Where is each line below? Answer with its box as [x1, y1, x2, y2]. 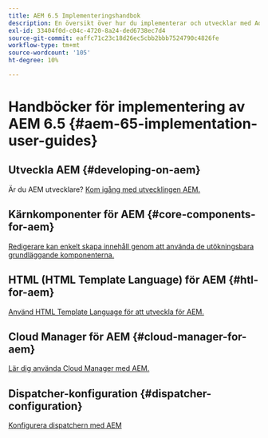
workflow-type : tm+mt [8, 42, 81, 50]
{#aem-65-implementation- [69, 115, 258, 133]
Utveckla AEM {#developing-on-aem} [8, 163, 201, 177]
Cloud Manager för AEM [8, 329, 131, 344]
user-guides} [8, 132, 98, 150]
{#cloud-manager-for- [132, 329, 247, 344]
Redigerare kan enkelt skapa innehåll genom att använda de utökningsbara [8, 241, 254, 251]
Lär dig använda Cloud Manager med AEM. [8, 364, 150, 373]
